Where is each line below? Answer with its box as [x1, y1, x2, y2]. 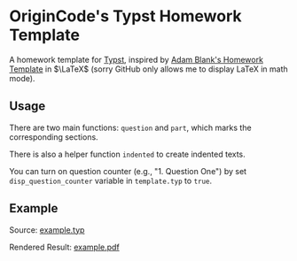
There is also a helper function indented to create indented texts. [9, 149, 246, 159]
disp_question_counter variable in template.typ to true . [9, 175, 213, 186]
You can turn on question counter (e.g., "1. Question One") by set [9, 165, 246, 176]
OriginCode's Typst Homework [9, 6, 242, 27]
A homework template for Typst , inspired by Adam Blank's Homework [9, 54, 264, 65]
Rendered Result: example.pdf [9, 242, 120, 252]
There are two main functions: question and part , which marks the [9, 122, 252, 133]
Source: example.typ [9, 224, 85, 235]
